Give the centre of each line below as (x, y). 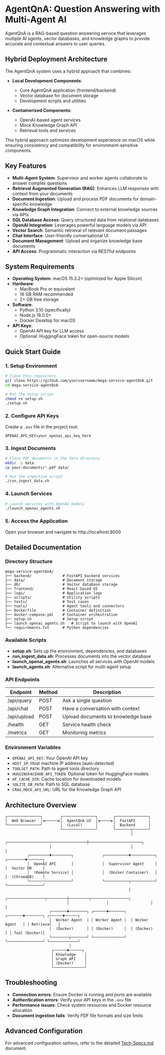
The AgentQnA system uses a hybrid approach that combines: (68, 71)
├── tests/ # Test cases (47, 602)
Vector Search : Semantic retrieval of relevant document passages (79, 230)
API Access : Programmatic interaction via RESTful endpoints (74, 251)
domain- (148, 199)
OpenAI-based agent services (50, 120)
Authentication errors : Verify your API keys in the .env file (72, 1000)
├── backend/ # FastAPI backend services (63, 576)
